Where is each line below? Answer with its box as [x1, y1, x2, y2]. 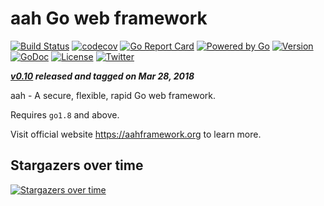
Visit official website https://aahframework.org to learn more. [10, 128, 262, 140]
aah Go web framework [10, 7, 208, 30]
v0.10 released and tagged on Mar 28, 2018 [10, 70, 195, 82]
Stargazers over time [10, 157, 144, 174]
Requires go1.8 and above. [10, 108, 120, 121]
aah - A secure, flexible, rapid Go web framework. [10, 89, 217, 101]
